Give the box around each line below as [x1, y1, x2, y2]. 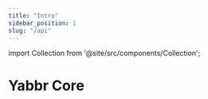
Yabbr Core [8, 77, 85, 94]
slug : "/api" [8, 26, 52, 34]
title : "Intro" [8, 11, 59, 20]
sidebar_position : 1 [8, 19, 77, 27]
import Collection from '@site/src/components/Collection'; [8, 49, 201, 58]
